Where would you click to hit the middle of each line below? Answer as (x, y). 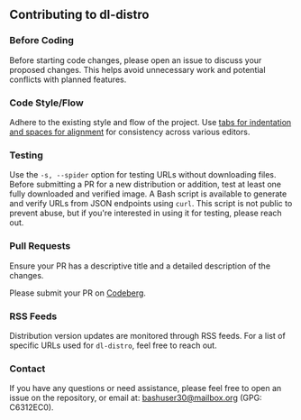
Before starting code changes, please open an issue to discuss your (136, 60)
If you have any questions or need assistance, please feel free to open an (146, 388)
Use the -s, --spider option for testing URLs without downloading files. (143, 175)
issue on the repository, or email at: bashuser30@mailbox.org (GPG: (136, 398)
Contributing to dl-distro (79, 15)
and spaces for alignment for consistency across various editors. (130, 132)
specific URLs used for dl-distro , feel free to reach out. (114, 345)
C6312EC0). (32, 407)
